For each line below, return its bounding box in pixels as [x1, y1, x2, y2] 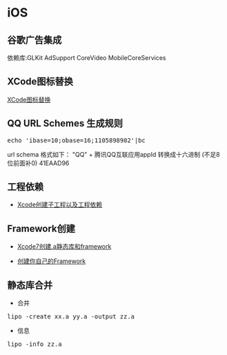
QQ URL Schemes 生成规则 [7, 117, 123, 129]
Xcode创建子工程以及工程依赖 [17, 200, 103, 209]
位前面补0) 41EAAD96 [7, 159, 70, 167]
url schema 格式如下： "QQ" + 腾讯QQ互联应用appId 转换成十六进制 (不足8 [7, 150, 220, 158]
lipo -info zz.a [7, 340, 62, 348]
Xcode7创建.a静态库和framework [17, 242, 112, 251]
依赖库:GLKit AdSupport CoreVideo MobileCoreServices [7, 54, 167, 61]
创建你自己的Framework [17, 257, 86, 265]
